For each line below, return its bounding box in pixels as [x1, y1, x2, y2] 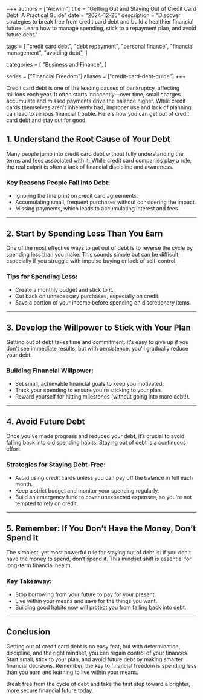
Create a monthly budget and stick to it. [14, 286, 114, 294]
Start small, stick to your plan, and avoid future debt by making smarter [6, 656, 183, 663]
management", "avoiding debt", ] [6, 49, 88, 56]
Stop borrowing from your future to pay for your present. [14, 591, 156, 598]
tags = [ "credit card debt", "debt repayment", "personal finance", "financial [6, 42, 194, 50]
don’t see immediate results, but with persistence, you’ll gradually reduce [6, 345, 189, 352]
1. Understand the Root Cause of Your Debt [6, 134, 170, 144]
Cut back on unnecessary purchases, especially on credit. [14, 292, 160, 300]
